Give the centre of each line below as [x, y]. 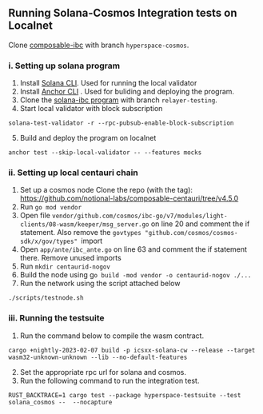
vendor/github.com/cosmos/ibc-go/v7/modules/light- [139, 216]
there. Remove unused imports [70, 258]
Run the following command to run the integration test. [110, 380]
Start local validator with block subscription [91, 109]
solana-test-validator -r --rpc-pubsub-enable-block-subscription [121, 123]
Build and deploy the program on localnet [88, 138]
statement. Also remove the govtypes [80, 233]
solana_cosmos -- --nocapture [60, 402]
